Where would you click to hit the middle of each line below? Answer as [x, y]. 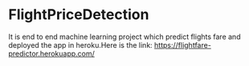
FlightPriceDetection [79, 15]
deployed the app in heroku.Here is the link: [80, 45]
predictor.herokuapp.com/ [51, 53]
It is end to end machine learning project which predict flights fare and [124, 37]
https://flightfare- [182, 45]
